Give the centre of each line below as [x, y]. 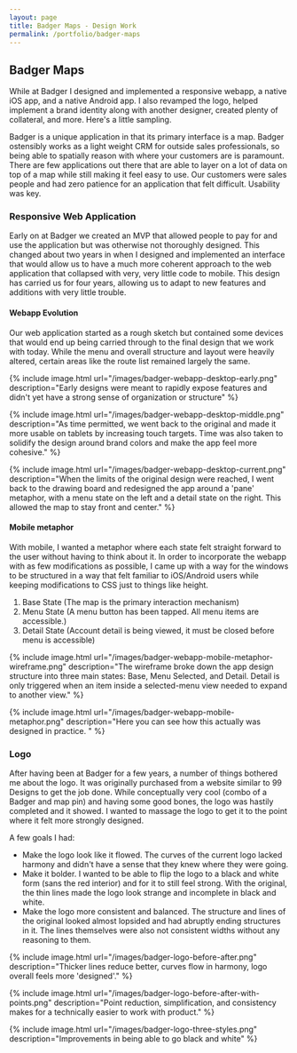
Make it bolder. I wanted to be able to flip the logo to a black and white [150, 874]
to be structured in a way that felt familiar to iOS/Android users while [134, 575]
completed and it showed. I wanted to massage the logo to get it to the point [148, 811]
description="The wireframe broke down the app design [171, 666]
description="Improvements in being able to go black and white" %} [133, 1039]
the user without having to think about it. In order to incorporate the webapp [148, 556]
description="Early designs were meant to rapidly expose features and [138, 387]
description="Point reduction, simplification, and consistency [165, 1003]
